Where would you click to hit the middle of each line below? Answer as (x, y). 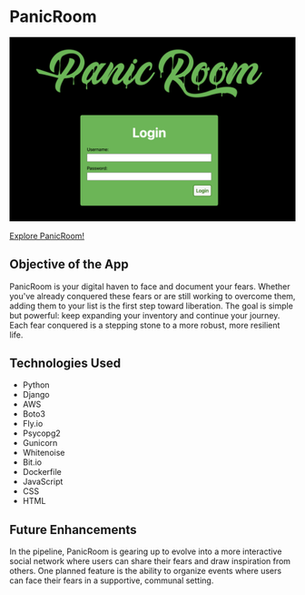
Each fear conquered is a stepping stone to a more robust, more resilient (145, 325)
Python (36, 385)
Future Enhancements (74, 529)
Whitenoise (44, 453)
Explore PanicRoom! (47, 236)
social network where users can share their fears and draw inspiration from (150, 561)
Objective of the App (69, 264)
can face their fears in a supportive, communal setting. (112, 580)
